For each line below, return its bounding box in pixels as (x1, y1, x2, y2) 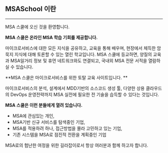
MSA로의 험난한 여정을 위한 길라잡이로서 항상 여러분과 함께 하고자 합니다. (5, 142, 148, 148)
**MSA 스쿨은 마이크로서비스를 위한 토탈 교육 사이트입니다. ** (5, 74, 128, 80)
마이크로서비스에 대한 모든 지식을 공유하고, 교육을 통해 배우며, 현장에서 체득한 (5, 45, 156, 51)
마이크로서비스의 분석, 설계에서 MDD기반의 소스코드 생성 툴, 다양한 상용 (5, 85, 145, 91)
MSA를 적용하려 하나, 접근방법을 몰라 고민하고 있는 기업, (12, 125, 122, 131)
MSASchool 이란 (5, 5, 56, 14)
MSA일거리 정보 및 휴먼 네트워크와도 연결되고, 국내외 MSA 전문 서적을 (10, 57, 147, 64)
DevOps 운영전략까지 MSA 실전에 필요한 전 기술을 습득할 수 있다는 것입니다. (10, 91, 159, 97)
